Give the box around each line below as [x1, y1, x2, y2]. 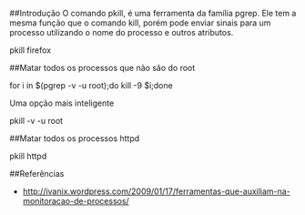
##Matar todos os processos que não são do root [9, 63, 196, 73]
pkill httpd [9, 150, 47, 161]
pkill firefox [9, 45, 52, 56]
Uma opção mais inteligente [9, 97, 115, 108]
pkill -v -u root [9, 116, 64, 126]
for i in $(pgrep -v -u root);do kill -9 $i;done [9, 80, 173, 90]
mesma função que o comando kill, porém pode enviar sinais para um [9, 17, 271, 28]
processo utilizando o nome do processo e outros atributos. [9, 27, 234, 37]
